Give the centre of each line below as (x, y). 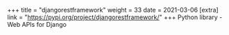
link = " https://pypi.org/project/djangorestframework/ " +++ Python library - (115, 17)
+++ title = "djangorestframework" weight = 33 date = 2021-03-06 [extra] (113, 10)
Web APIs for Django (37, 24)
